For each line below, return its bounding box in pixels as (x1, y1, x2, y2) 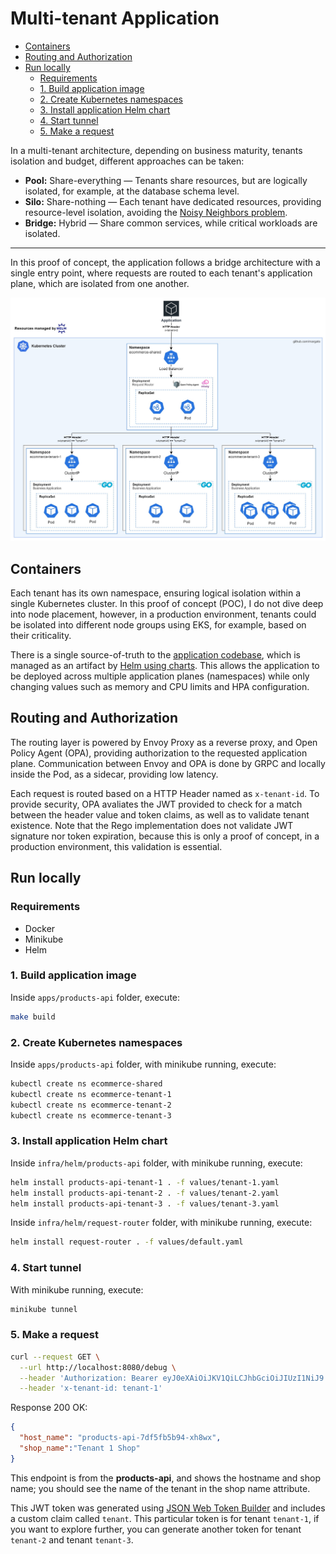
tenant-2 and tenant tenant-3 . (10, 1533, 134, 1546)
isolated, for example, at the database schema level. (24, 185, 240, 197)
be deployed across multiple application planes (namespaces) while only (10, 670, 310, 682)
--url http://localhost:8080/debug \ (19, 1362, 177, 1372)
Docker (24, 922, 56, 934)
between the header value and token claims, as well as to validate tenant (10, 808, 310, 821)
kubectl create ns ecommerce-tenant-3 (10, 1110, 172, 1121)
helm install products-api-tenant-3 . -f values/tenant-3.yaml (10, 1198, 280, 1209)
